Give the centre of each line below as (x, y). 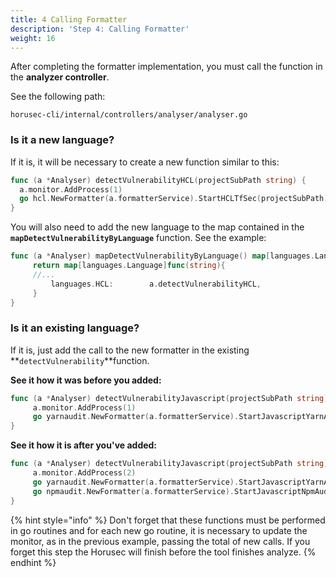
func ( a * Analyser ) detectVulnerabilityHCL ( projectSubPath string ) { (158, 180)
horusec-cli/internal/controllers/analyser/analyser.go (129, 115)
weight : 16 (33, 38)
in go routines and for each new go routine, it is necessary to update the (159, 530)
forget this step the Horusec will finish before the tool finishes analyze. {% (163, 552)
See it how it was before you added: (86, 380)
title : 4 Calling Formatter (69, 19)
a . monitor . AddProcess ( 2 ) (84, 473)
